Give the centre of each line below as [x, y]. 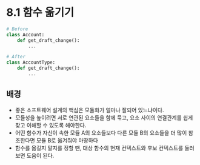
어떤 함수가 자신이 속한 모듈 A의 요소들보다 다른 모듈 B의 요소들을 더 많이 [101, 133]
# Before [17, 29]
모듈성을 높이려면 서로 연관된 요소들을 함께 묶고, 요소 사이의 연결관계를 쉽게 [104, 117]
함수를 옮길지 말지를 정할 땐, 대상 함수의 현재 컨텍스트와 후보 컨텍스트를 [99, 148]
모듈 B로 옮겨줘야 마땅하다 [67, 140]
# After [16, 57]
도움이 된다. [40, 155]
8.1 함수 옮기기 [40, 12]
